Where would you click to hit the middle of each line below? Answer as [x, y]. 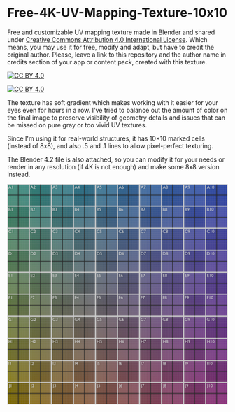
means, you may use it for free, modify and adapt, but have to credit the [111, 47]
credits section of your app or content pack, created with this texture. [107, 62]
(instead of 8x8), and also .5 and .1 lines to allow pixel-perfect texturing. [110, 145]
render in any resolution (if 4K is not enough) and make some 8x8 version [113, 166]
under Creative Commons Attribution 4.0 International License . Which [107, 39]
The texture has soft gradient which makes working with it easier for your [113, 102]
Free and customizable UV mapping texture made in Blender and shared [111, 32]
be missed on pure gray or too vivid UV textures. [77, 125]
